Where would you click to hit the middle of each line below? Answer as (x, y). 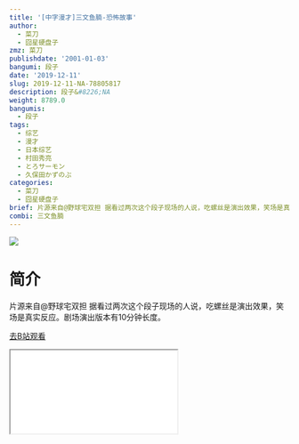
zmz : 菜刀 (26, 51)
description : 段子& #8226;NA (60, 92)
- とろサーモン (41, 166)
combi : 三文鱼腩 (36, 216)
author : (24, 26)
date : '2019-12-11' (45, 76)
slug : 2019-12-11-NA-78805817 (65, 84)
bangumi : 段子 (34, 68)
